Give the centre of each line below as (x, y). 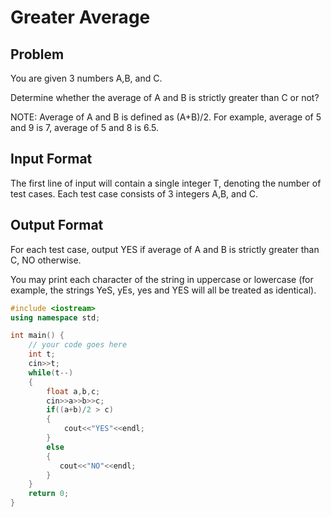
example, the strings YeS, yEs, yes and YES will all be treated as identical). (163, 290)
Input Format (51, 159)
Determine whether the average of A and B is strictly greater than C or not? (165, 97)
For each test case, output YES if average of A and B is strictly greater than (165, 249)
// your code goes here (78, 345)
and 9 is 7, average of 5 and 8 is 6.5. (85, 127)
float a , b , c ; (73, 391)
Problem (37, 54)
